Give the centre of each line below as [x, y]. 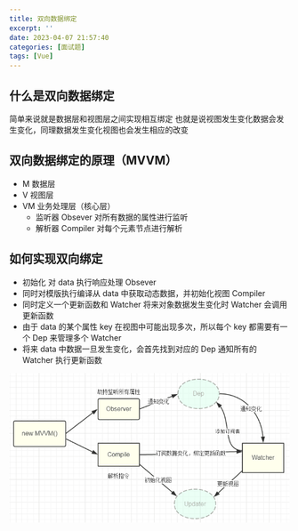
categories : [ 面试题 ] [47, 47]
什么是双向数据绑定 [62, 96]
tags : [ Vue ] [31, 56]
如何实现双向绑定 [56, 259]
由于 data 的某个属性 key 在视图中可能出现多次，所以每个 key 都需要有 [151, 326]
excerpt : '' [31, 28]
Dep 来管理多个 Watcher [77, 337]
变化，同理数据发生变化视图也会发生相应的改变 [102, 130]
